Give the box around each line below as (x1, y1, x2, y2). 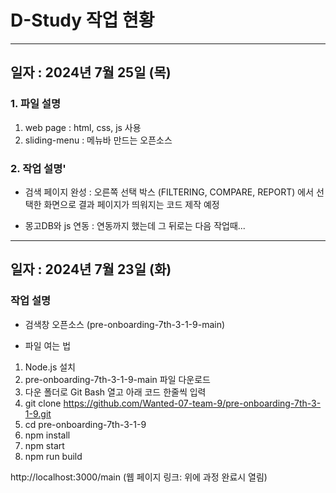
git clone (24, 397, 62, 409)
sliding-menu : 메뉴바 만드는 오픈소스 (24, 134, 173, 146)
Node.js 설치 (24, 361, 76, 373)
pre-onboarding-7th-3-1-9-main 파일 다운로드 (24, 373, 211, 385)
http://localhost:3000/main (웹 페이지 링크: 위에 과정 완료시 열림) (10, 471, 268, 483)
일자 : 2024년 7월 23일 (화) (10, 261, 172, 278)
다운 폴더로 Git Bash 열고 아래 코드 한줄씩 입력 (24, 386, 207, 398)
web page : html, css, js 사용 (24, 121, 142, 133)
